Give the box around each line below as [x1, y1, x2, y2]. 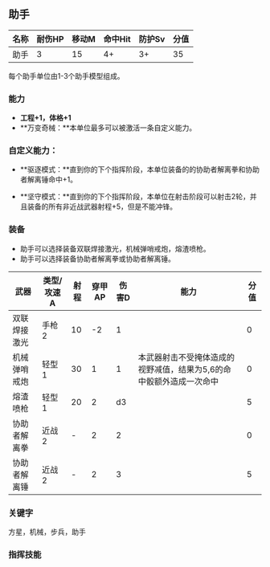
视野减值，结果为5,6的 [137, 364, 223, 375]
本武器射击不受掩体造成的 [137, 352, 235, 363]
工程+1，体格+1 [19, 113, 72, 123]
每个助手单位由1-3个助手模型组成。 [8, 71, 125, 80]
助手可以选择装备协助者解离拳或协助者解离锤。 [19, 254, 175, 263]
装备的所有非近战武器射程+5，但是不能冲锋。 [27, 202, 178, 211]
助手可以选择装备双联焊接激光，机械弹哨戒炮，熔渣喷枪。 [19, 243, 211, 253]
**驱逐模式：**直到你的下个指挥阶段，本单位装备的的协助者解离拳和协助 [19, 165, 260, 174]
